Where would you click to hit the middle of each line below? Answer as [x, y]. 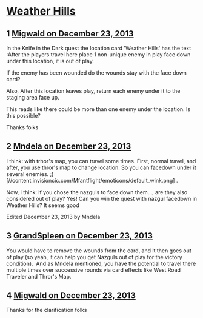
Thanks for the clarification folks [47, 310]
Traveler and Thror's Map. [39, 276]
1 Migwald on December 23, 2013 [70, 34]
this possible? [23, 116]
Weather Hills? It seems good [43, 205]
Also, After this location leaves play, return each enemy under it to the [93, 91]
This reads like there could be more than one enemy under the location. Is [98, 109]
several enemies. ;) [30, 174]
